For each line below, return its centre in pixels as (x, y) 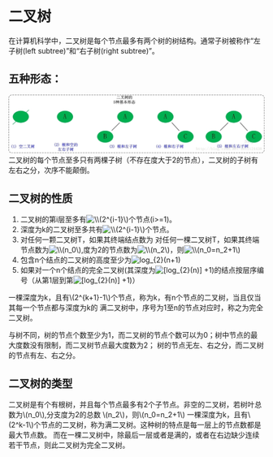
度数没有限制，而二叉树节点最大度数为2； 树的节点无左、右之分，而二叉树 (139, 345)
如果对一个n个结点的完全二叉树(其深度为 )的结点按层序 (139, 270)
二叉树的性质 (41, 198)
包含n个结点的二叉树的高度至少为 (76, 260)
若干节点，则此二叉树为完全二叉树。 (69, 445)
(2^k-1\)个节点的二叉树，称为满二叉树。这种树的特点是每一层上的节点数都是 (135, 425)
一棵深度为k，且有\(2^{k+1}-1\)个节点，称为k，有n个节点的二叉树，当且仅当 (135, 298)
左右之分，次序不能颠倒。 (51, 170)
